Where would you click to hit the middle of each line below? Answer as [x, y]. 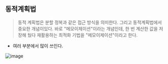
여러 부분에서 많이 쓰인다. [38, 46]
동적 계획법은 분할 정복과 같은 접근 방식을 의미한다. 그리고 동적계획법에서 [90, 22]
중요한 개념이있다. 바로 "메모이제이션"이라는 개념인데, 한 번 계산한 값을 [88, 28]
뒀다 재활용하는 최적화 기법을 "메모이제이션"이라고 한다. [82, 35]
